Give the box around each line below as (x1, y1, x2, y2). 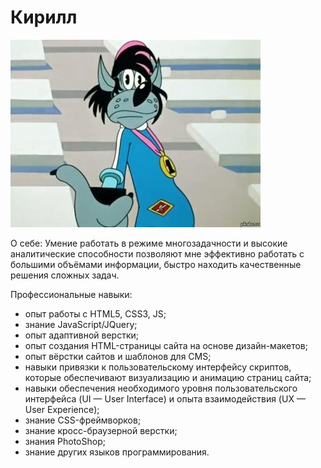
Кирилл (10, 6, 78, 29)
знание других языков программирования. (24, 446, 210, 458)
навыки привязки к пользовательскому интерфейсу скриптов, (24, 361, 292, 373)
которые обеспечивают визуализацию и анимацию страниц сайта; (24, 371, 312, 383)
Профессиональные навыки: (10, 288, 133, 300)
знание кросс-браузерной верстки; (24, 424, 178, 436)
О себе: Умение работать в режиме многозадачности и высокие (10, 237, 288, 249)
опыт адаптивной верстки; (24, 329, 139, 341)
